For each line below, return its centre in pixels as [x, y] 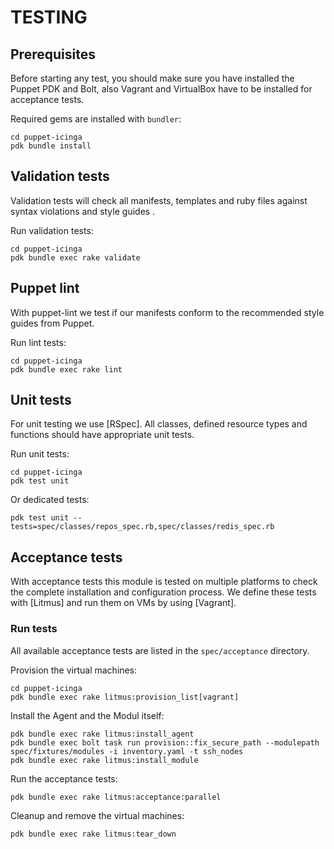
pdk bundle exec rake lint [66, 369]
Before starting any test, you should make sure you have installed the [152, 78]
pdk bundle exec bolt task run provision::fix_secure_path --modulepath [165, 742]
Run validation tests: [52, 230]
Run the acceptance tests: [64, 778]
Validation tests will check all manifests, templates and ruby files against [159, 200]
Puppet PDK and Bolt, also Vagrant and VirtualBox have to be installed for [161, 89]
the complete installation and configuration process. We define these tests [163, 592]
